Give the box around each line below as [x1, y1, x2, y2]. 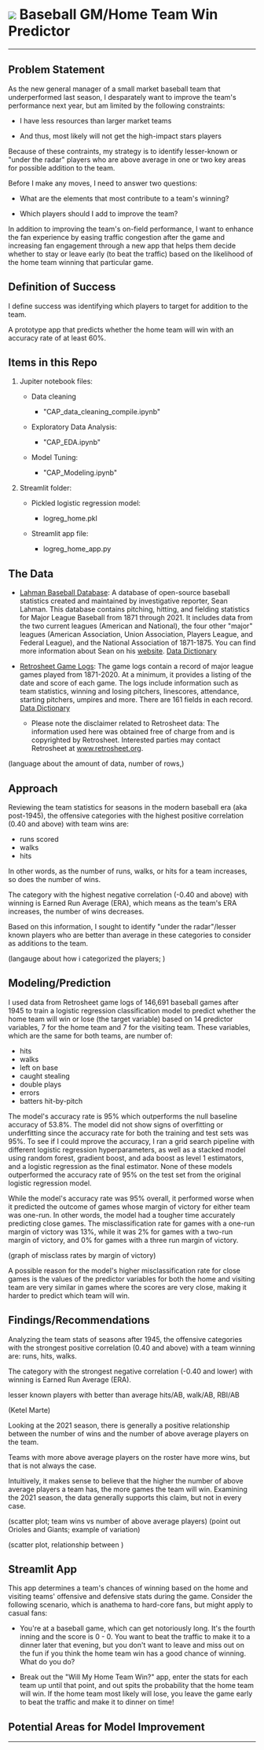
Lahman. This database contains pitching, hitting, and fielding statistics [19, 605, 250, 614]
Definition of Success [8, 281, 116, 294]
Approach [8, 781, 58, 795]
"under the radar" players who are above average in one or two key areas [8, 155, 246, 164]
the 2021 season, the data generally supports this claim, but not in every [8, 1492, 242, 1502]
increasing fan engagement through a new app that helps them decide [8, 241, 236, 250]
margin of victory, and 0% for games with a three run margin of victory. [8, 1235, 239, 1244]
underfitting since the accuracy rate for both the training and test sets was [8, 1128, 249, 1138]
